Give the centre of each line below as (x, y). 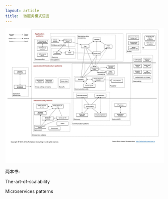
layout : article (22, 11)
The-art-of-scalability (28, 181)
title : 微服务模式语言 (27, 16)
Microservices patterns (29, 191)
